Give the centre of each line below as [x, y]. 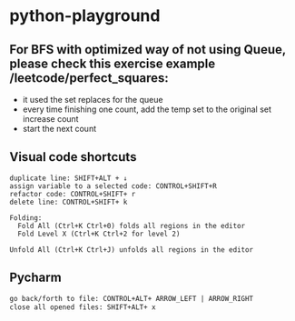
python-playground [85, 16]
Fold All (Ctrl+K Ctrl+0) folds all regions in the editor [132, 226]
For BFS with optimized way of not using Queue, [147, 50]
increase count [50, 119]
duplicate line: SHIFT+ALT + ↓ [69, 178]
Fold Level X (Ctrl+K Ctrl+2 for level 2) [99, 234]
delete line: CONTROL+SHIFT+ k [69, 202]
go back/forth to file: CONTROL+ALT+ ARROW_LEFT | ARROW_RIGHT [132, 298]
